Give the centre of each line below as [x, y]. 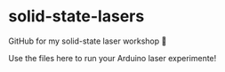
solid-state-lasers [76, 16]
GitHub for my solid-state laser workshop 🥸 [88, 41]
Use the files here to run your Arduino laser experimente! [112, 58]
